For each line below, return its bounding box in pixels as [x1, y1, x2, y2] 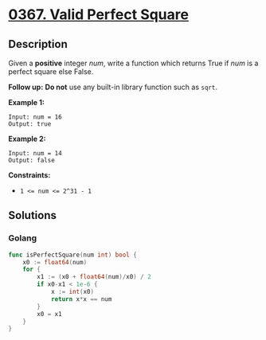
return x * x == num [50, 295, 112, 303]
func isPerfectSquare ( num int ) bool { [8, 251, 137, 259]
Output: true [8, 120, 52, 128]
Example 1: [8, 98, 45, 107]
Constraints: [8, 170, 51, 180]
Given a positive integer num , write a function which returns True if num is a [8, 58, 259, 68]
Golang [8, 233, 37, 244]
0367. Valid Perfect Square [8, 6, 190, 24]
